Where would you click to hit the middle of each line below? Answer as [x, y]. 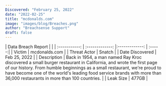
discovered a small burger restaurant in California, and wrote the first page [81, 63]
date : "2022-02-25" [25, 14]
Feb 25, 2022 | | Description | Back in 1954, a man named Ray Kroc [74, 57]
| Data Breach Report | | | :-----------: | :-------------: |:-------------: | [76, 47]
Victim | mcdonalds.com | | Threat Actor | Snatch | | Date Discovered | [85, 52]
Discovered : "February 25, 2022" [40, 10]
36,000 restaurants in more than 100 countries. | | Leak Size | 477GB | [76, 78]
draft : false [19, 33]
